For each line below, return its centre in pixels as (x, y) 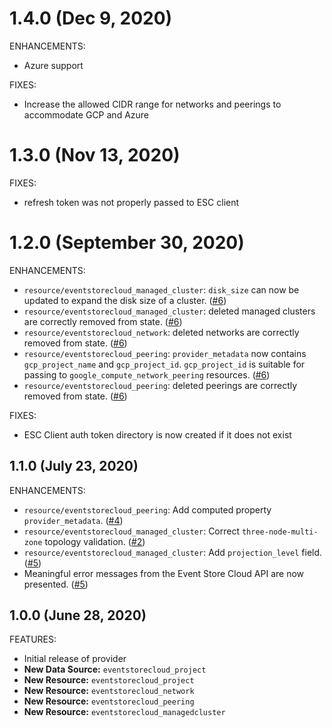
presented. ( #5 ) (56, 584)
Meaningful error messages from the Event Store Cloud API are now (164, 573)
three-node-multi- (280, 532)
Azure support (53, 65)
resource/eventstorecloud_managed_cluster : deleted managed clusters (169, 311)
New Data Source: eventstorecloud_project (115, 669)
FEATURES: (33, 639)
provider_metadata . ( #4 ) (73, 520)
